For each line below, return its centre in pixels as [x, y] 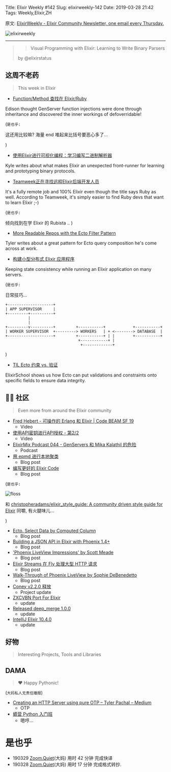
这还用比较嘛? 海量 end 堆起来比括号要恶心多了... [57, 134]
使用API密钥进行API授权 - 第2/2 [46, 433]
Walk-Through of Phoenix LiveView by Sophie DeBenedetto [75, 575]
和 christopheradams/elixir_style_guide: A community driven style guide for [84, 504]
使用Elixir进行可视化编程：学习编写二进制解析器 [62, 155]
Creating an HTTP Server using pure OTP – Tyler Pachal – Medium [82, 703]
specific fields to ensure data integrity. [46, 380]
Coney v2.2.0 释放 [32, 586]
